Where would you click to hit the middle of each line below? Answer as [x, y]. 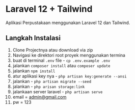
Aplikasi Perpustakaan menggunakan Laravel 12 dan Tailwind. [68, 23]
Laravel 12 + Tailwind [49, 9]
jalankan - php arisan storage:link [49, 86]
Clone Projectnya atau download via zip [53, 50]
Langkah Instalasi [33, 38]
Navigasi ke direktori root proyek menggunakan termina [69, 55]
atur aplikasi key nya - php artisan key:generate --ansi [70, 76]
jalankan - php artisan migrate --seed [52, 81]
